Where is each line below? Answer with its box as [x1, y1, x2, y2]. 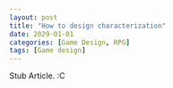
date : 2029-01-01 [9, 29, 74, 38]
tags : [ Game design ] [9, 46, 87, 55]
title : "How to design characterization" [9, 21, 167, 30]
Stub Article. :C [9, 70, 65, 81]
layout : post [9, 12, 58, 22]
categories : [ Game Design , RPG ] [9, 37, 130, 47]
